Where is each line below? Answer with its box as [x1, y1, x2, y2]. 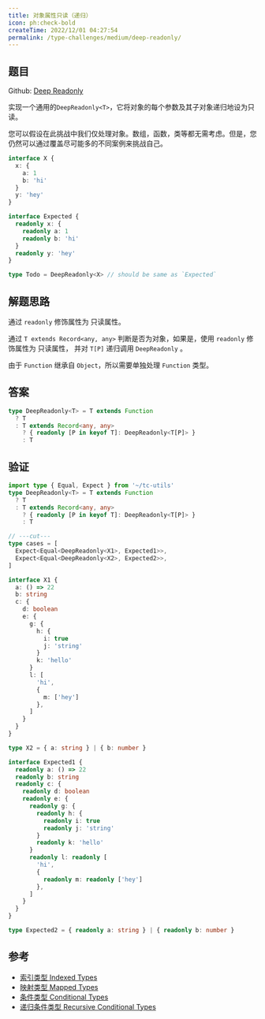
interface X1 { [8, 576, 58, 584]
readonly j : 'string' [43, 824, 114, 832]
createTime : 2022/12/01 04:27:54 [8, 26, 118, 34]
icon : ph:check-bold [8, 19, 77, 27]
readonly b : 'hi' [22, 234, 80, 243]
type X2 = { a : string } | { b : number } [8, 744, 147, 752]
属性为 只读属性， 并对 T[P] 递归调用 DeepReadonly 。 [14, 344, 188, 353]
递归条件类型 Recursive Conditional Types [19, 1002, 156, 1011]
